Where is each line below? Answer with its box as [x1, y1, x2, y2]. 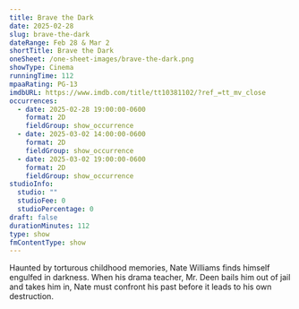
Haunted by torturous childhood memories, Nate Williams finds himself [9, 262, 270, 273]
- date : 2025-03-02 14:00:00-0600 [17, 130, 146, 139]
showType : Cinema [9, 64, 74, 73]
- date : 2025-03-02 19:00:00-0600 [17, 154, 146, 164]
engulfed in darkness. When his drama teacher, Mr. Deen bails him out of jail [9, 272, 291, 283]
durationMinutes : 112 [9, 221, 90, 230]
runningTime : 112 [9, 72, 74, 81]
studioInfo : [9, 180, 54, 189]
